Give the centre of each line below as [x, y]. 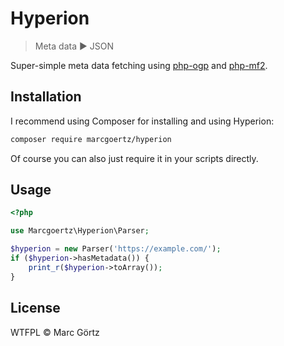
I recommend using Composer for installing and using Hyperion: [142, 121]
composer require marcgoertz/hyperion [91, 139]
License [35, 308]
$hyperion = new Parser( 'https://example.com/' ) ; [116, 249]
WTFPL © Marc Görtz [55, 332]
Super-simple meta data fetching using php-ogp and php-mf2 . [139, 65]
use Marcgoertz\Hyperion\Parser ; [80, 231]
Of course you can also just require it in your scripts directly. [134, 158]
